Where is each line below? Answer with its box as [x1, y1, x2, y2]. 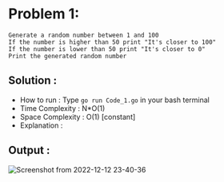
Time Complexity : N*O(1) [19, 103, 106, 113]
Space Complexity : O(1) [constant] [19, 112, 136, 121]
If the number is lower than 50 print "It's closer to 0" [8, 45, 206, 53]
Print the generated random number [8, 52, 127, 60]
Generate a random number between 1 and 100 [8, 31, 159, 39]
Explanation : [19, 121, 63, 130]
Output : [8, 144, 50, 157]
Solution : [8, 73, 58, 88]
